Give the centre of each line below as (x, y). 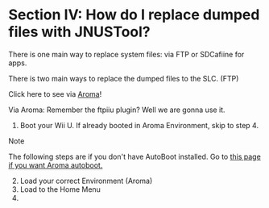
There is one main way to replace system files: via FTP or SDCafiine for (126, 54)
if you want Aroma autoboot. (56, 165)
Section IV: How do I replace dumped (134, 15)
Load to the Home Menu (60, 189)
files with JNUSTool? (79, 32)
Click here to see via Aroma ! (55, 94)
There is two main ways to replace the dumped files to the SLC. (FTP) (124, 78)
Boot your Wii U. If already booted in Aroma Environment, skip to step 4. (139, 125)
